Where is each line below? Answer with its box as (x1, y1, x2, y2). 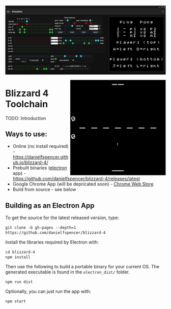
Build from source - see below (12, 187, 76, 193)
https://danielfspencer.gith (12, 154, 69, 160)
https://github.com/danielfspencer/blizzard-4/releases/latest (12, 176, 140, 182)
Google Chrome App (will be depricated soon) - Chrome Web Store (12, 181, 154, 187)
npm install (5, 255, 31, 260)
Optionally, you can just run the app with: (5, 288, 92, 295)
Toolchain (5, 98, 48, 110)
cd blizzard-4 (5, 250, 36, 255)
